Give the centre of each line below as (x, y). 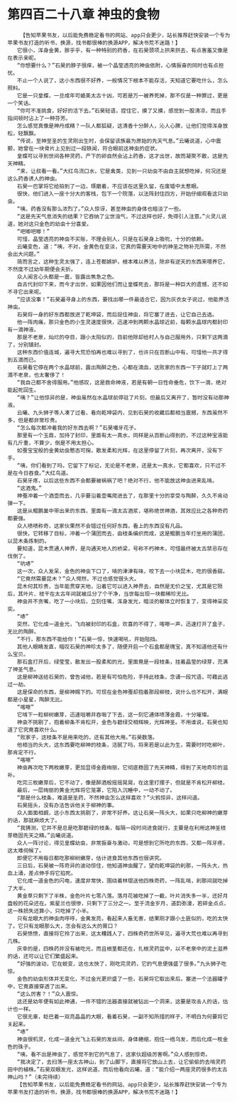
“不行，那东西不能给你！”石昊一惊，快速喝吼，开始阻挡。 (89, 639)
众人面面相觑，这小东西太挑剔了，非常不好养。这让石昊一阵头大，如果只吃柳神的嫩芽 (122, 813)
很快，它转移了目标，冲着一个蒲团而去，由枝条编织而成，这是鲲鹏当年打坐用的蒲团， (122, 534)
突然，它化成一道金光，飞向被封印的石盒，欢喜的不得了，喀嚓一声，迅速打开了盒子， (122, 624)
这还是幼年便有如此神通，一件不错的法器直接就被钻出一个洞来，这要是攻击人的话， (120, 1001)
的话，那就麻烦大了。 (34, 820)
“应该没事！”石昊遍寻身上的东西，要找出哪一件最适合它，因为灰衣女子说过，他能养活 (123, 299)
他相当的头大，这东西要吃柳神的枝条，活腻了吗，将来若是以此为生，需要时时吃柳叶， (122, 745)
